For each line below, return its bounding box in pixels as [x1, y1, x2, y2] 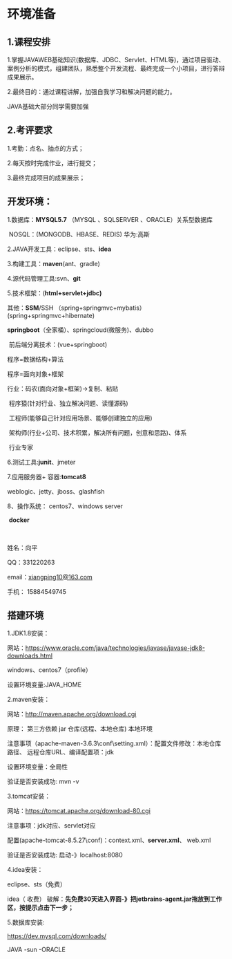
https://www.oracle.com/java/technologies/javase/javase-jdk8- [25, 644, 206, 652]
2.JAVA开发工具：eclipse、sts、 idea [7, 245, 112, 253]
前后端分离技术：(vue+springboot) [8, 340, 108, 348]
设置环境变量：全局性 [7, 763, 68, 771]
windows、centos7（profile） [7, 666, 92, 674]
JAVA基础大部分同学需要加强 [7, 102, 89, 111]
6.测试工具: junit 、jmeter [7, 458, 76, 466]
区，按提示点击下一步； [7, 904, 74, 912]
